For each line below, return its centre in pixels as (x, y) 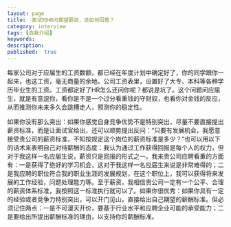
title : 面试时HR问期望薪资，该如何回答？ (61, 20)
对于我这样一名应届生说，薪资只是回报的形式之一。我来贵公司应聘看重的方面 (115, 156)
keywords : (21, 39)
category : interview (37, 26)
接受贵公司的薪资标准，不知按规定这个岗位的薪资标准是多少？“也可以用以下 (114, 139)
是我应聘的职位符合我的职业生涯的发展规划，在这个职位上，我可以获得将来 (112, 173)
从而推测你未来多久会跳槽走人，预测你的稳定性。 (76, 107)
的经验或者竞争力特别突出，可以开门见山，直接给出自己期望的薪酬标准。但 (112, 199)
